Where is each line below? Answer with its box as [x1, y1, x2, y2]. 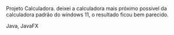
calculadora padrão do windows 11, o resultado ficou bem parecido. [6, 11, 169, 18]
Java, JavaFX [6, 23, 39, 29]
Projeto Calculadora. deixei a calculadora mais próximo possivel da [6, 5, 168, 12]
